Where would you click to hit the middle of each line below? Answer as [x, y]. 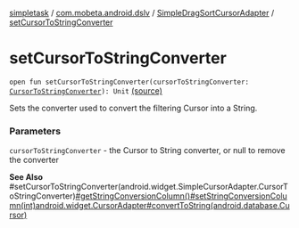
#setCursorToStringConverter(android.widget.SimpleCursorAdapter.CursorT [149, 187]
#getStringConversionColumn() [133, 196]
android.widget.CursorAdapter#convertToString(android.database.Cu [162, 206]
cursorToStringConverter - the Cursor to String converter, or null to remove [147, 151]
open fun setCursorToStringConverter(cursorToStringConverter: [129, 82]
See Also [26, 177]
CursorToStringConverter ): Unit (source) [86, 90]
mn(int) [22, 206]
